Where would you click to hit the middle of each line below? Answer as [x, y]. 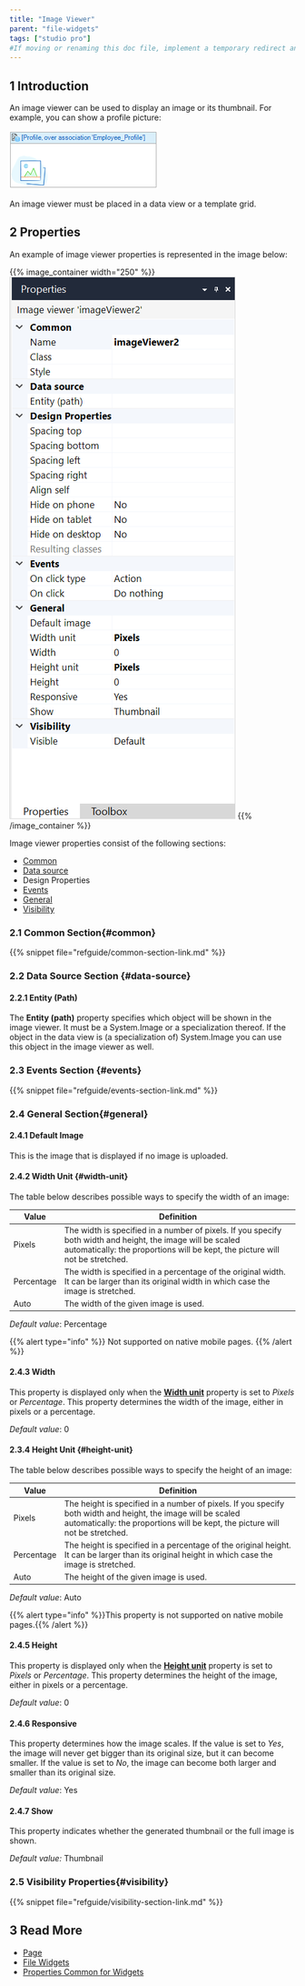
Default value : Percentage [58, 1324]
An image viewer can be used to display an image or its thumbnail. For [141, 108]
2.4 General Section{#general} [79, 1114]
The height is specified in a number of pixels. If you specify [174, 1503]
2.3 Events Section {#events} [76, 1070]
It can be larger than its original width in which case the [167, 1281]
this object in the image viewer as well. [82, 1047]
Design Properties [56, 880]
